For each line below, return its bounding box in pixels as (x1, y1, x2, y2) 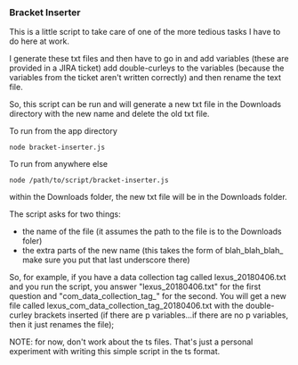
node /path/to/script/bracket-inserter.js (9, 176, 169, 185)
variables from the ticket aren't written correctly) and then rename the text (9, 72, 282, 83)
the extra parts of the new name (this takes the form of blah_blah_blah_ (21, 245, 284, 256)
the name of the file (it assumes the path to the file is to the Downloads (21, 226, 282, 237)
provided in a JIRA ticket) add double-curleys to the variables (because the (9, 62, 285, 73)
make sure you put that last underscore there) (21, 254, 190, 265)
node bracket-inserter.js (9, 143, 105, 153)
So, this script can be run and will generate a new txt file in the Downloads (9, 99, 282, 110)
